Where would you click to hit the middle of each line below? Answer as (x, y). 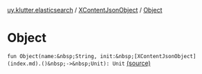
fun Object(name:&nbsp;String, (52, 56)
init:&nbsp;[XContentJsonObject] (148, 56)
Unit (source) (131, 63)
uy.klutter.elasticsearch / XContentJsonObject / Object (85, 10)
